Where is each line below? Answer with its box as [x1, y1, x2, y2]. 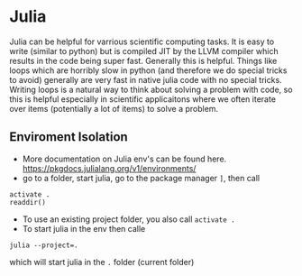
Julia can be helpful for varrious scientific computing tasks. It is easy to [9, 36, 275, 47]
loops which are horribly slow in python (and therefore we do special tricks [9, 65, 288, 76]
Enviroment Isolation [9, 129, 128, 145]
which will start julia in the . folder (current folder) [9, 256, 195, 267]
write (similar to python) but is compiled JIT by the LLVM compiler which [9, 45, 279, 56]
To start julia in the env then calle [22, 223, 146, 234]
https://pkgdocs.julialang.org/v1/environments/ [22, 162, 197, 173]
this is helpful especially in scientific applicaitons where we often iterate [9, 93, 277, 105]
